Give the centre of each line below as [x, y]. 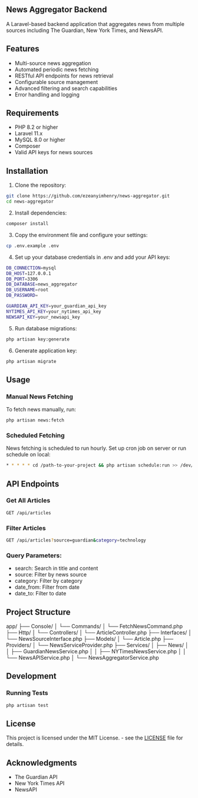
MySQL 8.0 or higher [40, 140]
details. [15, 744]
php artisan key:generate [38, 339]
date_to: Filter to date [40, 593]
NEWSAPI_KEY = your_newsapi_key [43, 317]
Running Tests [27, 693]
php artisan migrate [32, 361]
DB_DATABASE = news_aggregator [42, 284]
